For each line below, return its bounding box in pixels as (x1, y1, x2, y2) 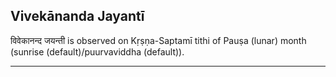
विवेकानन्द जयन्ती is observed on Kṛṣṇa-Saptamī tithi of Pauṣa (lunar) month (10, 34, 307, 46)
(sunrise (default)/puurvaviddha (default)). (10, 45, 185, 58)
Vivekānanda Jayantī (10, 8, 145, 25)
